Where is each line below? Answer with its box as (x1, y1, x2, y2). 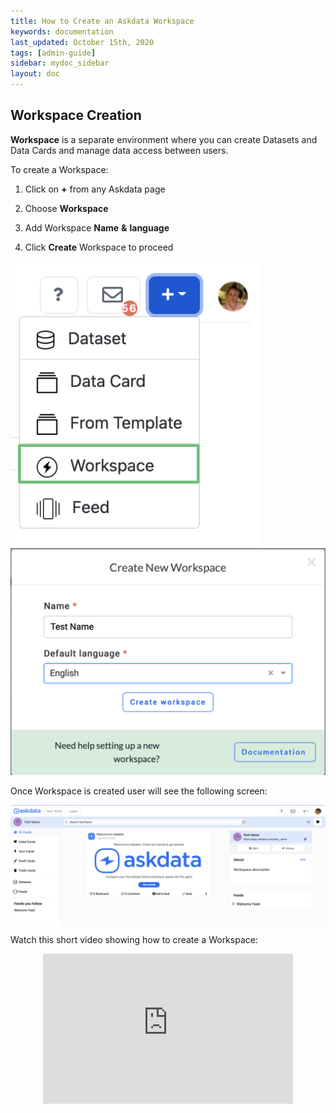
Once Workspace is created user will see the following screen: (10, 785, 268, 797)
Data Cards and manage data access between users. (10, 144, 229, 156)
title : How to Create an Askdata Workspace (10, 16, 195, 26)
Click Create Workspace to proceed (24, 241, 174, 253)
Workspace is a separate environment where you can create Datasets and (10, 133, 318, 145)
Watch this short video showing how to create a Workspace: (10, 934, 258, 946)
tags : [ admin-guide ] (10, 48, 97, 58)
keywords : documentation (10, 26, 114, 37)
